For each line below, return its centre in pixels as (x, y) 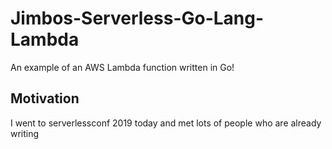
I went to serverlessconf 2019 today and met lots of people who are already (166, 123)
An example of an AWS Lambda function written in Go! (122, 67)
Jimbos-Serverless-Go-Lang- (137, 18)
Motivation (45, 98)
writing (25, 133)
